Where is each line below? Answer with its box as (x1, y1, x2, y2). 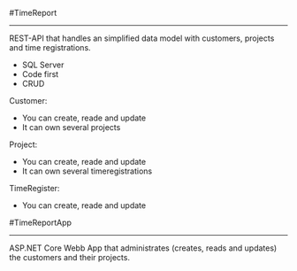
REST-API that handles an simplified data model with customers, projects (9, 33, 275, 43)
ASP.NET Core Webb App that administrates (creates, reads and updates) (9, 243, 278, 253)
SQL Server (21, 59, 65, 70)
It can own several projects (21, 122, 121, 132)
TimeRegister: (9, 183, 60, 193)
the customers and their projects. (9, 252, 131, 262)
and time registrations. (9, 43, 91, 52)
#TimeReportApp (9, 217, 72, 228)
